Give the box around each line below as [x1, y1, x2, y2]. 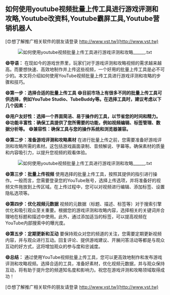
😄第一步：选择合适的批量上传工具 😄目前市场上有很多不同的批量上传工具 [5, 89, 158, 95]
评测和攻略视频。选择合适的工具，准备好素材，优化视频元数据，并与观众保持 [5, 260, 165, 267]
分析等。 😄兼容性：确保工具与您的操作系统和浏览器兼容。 [9, 126, 131, 132]
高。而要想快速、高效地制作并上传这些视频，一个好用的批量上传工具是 [5, 66, 152, 72]
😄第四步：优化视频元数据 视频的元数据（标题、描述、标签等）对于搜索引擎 [5, 201, 162, 207]
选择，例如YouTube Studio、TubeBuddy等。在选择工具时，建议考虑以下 [9, 96, 162, 102]
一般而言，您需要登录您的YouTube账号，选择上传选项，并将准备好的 [14, 177, 157, 183]
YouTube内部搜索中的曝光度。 [5, 220, 68, 226]
